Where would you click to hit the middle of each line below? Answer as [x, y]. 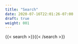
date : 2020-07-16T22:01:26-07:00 [39, 14]
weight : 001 [17, 23]
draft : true [17, 18]
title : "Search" [22, 9]
